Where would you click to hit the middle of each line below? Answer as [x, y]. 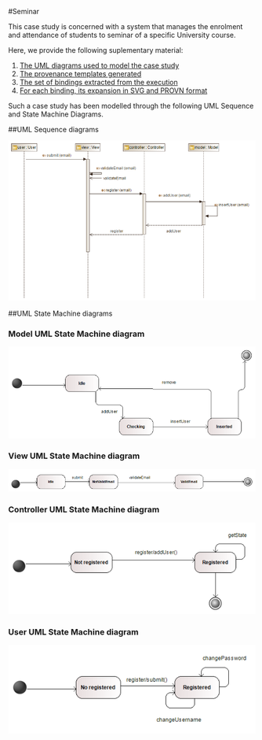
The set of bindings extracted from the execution [98, 82]
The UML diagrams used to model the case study [99, 65]
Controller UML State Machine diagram [84, 509]
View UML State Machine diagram [74, 456]
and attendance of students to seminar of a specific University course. [122, 35]
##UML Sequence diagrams [54, 129]
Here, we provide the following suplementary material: [96, 50]
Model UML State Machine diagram [76, 334]
